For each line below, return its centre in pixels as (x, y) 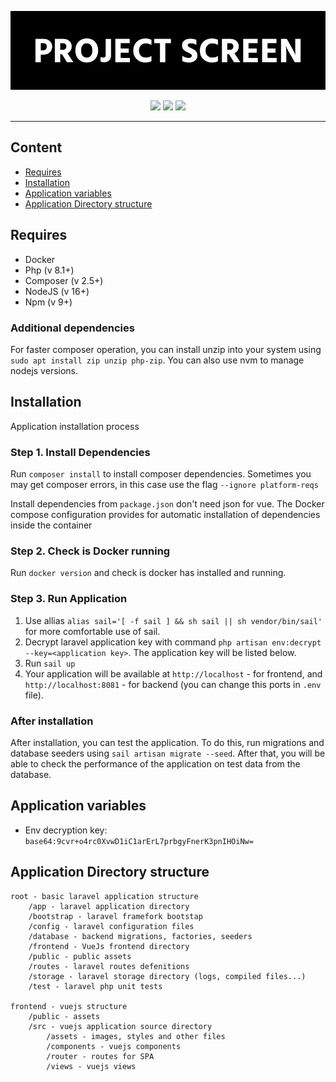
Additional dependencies (72, 328)
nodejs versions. (44, 370)
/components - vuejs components (114, 1046)
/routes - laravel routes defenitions (109, 966)
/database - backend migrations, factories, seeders (140, 936)
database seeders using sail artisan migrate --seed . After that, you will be (168, 753)
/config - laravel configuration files (111, 926)
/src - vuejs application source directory (120, 1026)
